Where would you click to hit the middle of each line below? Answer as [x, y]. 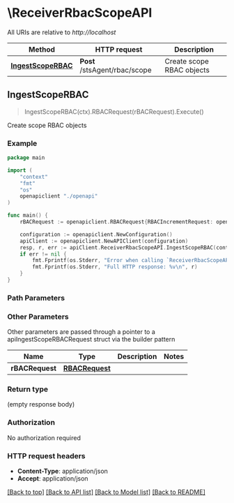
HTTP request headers [46, 455]
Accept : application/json [53, 479]
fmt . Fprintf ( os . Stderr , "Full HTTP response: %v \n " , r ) [115, 267]
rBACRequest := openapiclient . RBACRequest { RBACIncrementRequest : [117, 222]
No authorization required [44, 437]
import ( [20, 170]
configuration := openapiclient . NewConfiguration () [96, 234]
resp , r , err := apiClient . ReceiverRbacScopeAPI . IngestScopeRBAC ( [118, 247]
